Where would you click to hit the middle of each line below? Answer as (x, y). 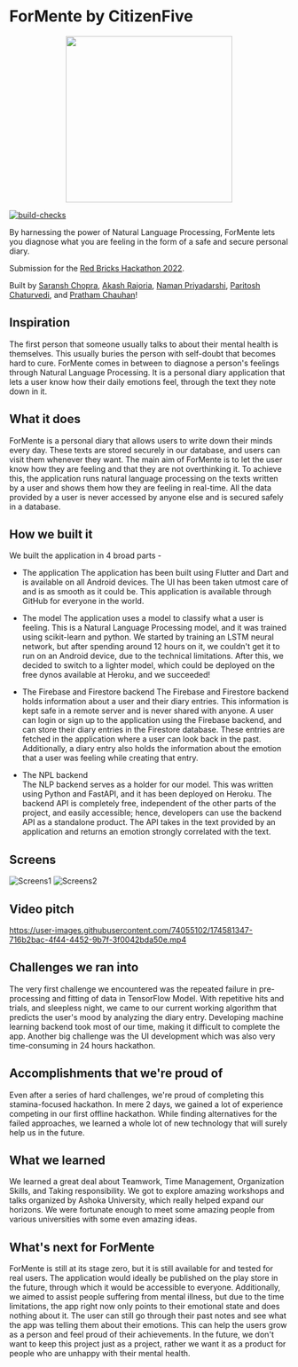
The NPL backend (55, 775)
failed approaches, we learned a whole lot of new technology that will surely (149, 1123)
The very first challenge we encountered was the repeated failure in (133, 989)
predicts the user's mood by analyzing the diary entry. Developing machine (146, 1017)
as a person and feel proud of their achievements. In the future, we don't (142, 1335)
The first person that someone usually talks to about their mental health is (144, 344)
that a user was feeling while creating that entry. (110, 758)
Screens (32, 859)
